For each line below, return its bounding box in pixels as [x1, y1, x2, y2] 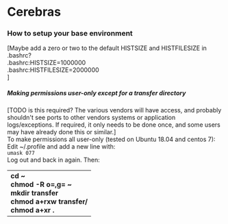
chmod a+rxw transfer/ [10, 197, 88, 206]
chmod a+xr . [10, 206, 55, 215]
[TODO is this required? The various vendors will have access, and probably [7, 106, 222, 114]
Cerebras [7, 4, 62, 20]
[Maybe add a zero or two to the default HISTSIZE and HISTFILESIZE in [7, 44, 207, 52]
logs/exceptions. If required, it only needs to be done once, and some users [7, 121, 220, 129]
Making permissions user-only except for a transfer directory [7, 89, 186, 97]
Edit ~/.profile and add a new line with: [7, 142, 116, 151]
